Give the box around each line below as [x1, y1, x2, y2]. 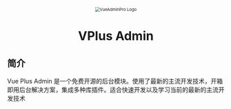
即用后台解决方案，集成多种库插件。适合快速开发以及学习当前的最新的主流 [7, 86, 219, 94]
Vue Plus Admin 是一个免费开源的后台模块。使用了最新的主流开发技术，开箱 [7, 77, 223, 85]
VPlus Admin [78, 28, 154, 44]
